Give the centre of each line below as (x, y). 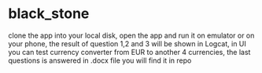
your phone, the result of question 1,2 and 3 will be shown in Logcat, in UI (127, 43)
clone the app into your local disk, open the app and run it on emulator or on (131, 35)
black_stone (49, 14)
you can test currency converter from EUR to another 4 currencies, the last (129, 52)
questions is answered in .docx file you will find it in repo (100, 60)
